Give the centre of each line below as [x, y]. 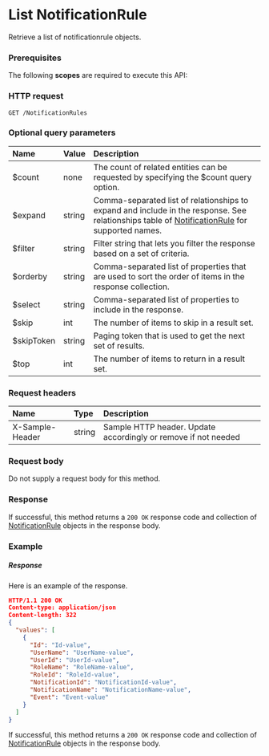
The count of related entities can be [160, 167]
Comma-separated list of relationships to [171, 200]
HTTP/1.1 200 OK [35, 600]
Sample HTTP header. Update [159, 427]
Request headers [42, 392]
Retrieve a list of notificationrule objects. [75, 37]
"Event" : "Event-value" [69, 697]
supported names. [128, 230]
